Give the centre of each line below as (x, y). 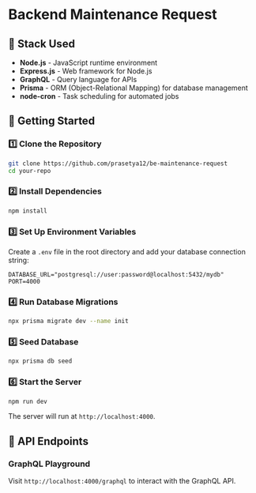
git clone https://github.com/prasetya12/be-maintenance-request (118, 164)
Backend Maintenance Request (113, 15)
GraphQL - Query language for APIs (78, 79)
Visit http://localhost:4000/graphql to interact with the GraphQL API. (122, 481)
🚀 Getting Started (52, 121)
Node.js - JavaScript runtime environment (88, 62)
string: (19, 260)
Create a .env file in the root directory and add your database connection (127, 251)
